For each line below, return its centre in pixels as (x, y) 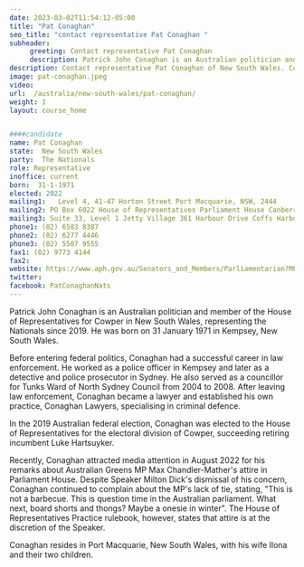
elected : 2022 (36, 194)
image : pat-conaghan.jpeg (58, 77)
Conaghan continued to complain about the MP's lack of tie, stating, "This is (151, 488)
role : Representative (50, 168)
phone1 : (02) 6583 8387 (54, 227)
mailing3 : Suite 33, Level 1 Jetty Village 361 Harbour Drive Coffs (141, 219)
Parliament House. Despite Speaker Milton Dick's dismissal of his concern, (148, 479)
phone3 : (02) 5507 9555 (54, 244)
